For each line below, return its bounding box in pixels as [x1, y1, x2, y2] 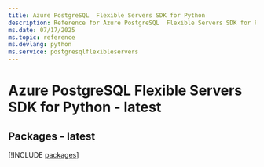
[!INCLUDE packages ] [8, 151, 79, 159]
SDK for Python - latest [8, 99, 162, 116]
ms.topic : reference [8, 33, 76, 42]
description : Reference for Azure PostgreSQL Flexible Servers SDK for [8, 19, 251, 27]
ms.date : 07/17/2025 [8, 26, 76, 34]
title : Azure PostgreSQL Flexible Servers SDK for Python [8, 11, 206, 20]
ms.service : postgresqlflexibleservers [8, 48, 139, 56]
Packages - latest [8, 129, 96, 143]
